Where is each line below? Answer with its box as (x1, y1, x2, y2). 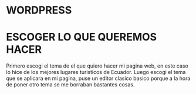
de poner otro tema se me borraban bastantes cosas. (6, 81, 135, 88)
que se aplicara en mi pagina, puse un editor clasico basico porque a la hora (6, 75, 191, 82)
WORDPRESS (6, 4, 72, 17)
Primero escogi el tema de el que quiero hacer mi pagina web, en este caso (6, 62, 189, 69)
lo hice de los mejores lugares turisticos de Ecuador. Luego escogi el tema (6, 69, 186, 76)
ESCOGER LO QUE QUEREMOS (6, 31, 157, 44)
